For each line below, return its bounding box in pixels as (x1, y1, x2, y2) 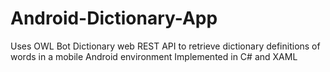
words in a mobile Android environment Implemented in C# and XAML (10, 50, 298, 62)
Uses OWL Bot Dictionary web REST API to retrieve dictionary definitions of (10, 40, 321, 52)
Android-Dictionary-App (10, 7, 218, 30)
